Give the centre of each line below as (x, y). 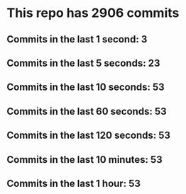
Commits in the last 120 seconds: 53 (89, 136)
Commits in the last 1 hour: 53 (74, 183)
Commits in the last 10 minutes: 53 (84, 160)
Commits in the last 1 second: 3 (77, 39)
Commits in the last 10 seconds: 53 (86, 87)
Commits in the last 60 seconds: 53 (87, 111)
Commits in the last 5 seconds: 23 (83, 63)
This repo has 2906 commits (93, 13)
